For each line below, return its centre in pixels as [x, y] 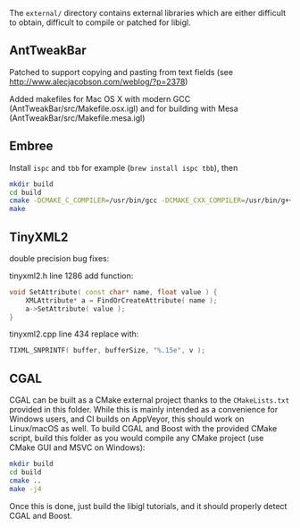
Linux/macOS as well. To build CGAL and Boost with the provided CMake [143, 429]
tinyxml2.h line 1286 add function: [71, 276]
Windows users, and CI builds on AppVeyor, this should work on [127, 419]
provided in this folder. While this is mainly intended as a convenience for [144, 410]
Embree [31, 146]
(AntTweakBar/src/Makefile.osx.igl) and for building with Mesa [124, 108]
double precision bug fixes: [59, 258]
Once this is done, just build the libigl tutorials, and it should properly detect [148, 506]
